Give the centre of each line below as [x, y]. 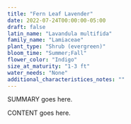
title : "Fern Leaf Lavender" [50, 14]
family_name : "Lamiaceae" [45, 40]
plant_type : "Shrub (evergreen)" [57, 46]
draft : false [27, 27]
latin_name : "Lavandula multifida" [60, 33]
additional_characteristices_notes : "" [66, 79]
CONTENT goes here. [39, 113]
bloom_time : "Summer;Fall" [47, 54]
